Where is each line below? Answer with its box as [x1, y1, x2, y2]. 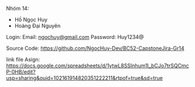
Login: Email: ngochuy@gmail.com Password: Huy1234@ [6, 34, 144, 40]
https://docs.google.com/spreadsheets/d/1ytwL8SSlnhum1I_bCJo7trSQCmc [6, 62, 189, 69]
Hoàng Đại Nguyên [14, 23, 61, 29]
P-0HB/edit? [6, 68, 36, 75]
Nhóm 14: [6, 5, 29, 12]
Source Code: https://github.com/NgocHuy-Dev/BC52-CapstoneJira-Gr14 [6, 45, 184, 52]
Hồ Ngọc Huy [14, 16, 48, 23]
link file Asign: [6, 56, 40, 63]
